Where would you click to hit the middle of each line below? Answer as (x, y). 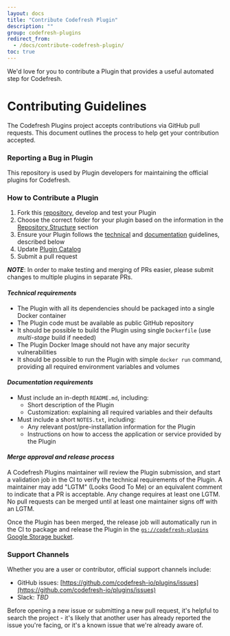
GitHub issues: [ (40, 583)
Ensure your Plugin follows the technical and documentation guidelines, (118, 235)
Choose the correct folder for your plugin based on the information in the (120, 220)
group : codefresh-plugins (44, 33)
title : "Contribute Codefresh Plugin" (62, 20)
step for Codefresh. (35, 78)
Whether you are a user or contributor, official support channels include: (109, 569)
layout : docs (26, 13)
